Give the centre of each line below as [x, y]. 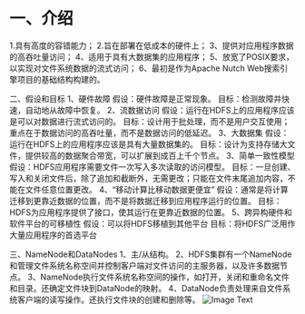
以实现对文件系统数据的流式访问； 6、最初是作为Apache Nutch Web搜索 [145, 68]
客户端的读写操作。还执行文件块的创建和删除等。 [108, 299]
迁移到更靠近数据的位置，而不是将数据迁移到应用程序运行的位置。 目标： [146, 201]
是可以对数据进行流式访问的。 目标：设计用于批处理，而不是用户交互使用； [150, 121]
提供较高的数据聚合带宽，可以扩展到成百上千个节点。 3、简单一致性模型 [160, 155]
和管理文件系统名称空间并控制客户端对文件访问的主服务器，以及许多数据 [144, 265]
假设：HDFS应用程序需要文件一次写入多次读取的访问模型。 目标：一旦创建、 [152, 167]
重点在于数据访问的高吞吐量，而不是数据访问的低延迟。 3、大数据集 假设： [149, 132]
